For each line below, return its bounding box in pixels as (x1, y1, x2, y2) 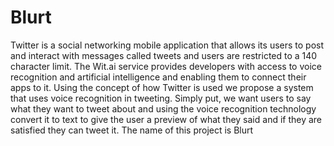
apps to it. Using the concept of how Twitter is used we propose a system (10, 81, 314, 93)
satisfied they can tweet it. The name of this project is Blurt (10, 124, 254, 136)
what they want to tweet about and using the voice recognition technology (10, 102, 317, 115)
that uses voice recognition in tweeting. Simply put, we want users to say (10, 92, 312, 104)
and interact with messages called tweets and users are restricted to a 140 (10, 49, 318, 61)
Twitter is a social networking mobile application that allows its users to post (10, 39, 325, 51)
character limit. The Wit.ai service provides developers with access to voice (10, 60, 322, 72)
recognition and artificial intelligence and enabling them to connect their (10, 71, 307, 83)
